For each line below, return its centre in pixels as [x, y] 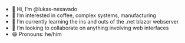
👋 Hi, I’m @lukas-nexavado [44, 9]
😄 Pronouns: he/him [37, 34]
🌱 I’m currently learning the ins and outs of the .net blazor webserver [95, 21]
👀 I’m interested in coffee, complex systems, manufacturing [84, 15]
